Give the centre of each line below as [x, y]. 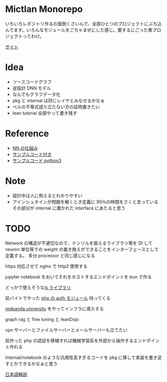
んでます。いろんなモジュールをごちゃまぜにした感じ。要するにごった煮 [79, 30]
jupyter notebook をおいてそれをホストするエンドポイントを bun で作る [79, 276]
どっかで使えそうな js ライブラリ [38, 287]
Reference [27, 134]
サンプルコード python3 [37, 160]
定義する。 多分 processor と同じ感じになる [50, 255]
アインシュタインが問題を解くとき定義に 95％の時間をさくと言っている [85, 201]
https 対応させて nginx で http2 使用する [46, 266]
